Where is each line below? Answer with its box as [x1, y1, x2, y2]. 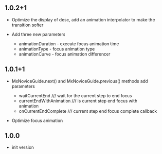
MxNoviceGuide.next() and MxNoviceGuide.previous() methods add [11, 78, 148, 84]
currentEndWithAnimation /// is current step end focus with [18, 98, 138, 103]
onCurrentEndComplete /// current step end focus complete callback [18, 108, 157, 114]
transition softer [11, 22, 44, 28]
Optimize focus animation [11, 118, 63, 123]
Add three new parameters [11, 31, 66, 37]
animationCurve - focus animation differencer [18, 51, 110, 57]
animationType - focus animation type [18, 46, 95, 51]
